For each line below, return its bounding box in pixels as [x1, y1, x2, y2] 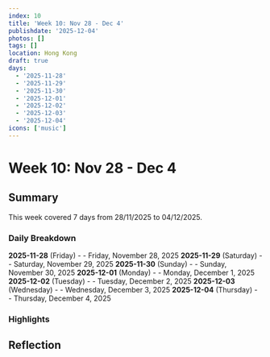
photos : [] [8, 34, 45, 43]
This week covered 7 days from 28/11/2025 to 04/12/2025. [8, 212, 203, 222]
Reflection [8, 338, 62, 352]
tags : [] [8, 42, 38, 50]
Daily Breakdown [8, 232, 77, 243]
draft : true [8, 57, 48, 65]
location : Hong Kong [8, 49, 78, 57]
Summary [8, 191, 59, 205]
